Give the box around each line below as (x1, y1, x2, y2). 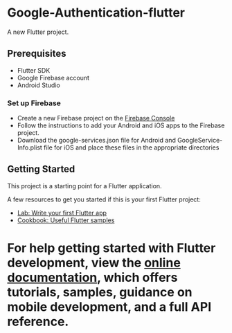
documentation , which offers (7, 270, 178, 285)
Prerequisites (7, 48, 66, 60)
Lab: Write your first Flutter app (17, 208, 107, 217)
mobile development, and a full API (7, 299, 212, 315)
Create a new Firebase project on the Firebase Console (17, 114, 175, 123)
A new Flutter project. (7, 28, 69, 36)
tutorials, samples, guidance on (7, 285, 193, 300)
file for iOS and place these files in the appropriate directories (44, 143, 220, 152)
